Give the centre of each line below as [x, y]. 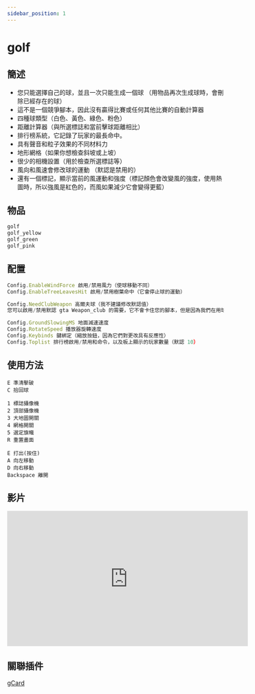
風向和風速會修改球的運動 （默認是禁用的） [78, 170]
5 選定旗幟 [21, 433]
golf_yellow [24, 233]
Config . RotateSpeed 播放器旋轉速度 [54, 329]
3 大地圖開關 [23, 418]
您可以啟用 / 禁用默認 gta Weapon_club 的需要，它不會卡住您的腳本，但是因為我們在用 [114, 311]
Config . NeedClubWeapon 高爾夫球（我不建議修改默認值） [79, 304]
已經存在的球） [44, 101]
